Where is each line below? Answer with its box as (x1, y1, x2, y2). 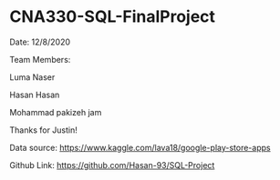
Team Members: (9, 54, 71, 65)
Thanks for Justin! (9, 125, 78, 135)
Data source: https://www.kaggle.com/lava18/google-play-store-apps (9, 142, 271, 153)
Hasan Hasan (9, 89, 60, 100)
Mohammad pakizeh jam (9, 106, 102, 117)
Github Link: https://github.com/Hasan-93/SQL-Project (9, 159, 215, 170)
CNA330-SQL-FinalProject (9, 6, 216, 27)
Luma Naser (9, 71, 56, 83)
